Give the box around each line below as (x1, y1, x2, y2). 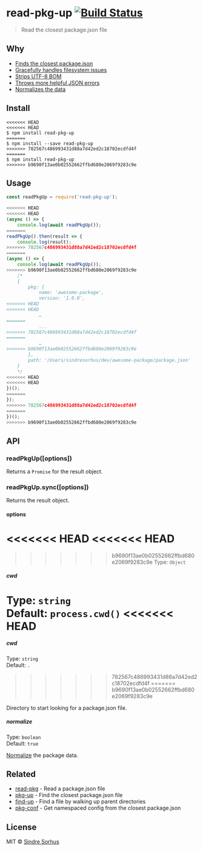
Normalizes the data (15, 85, 66, 93)
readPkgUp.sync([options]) (6, 482, 89, 491)
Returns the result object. (6, 497, 70, 504)
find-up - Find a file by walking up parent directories (15, 798, 146, 806)
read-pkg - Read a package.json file (15, 785, 105, 792)
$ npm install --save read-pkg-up (6, 140, 94, 147)
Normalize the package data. (6, 752, 79, 759)
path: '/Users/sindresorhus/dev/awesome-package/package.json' (28, 357, 191, 363)
